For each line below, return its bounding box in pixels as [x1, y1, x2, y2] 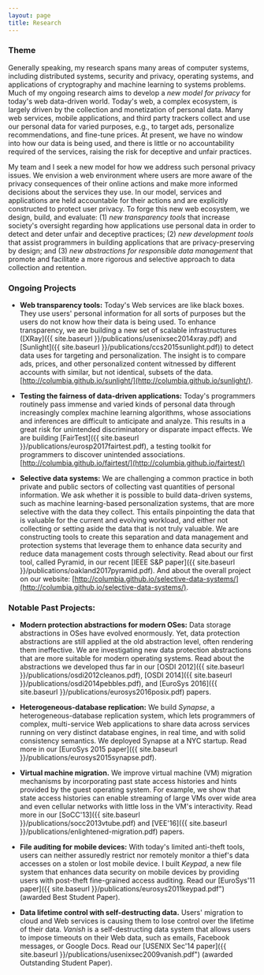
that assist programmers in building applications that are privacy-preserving [8, 238, 255, 247]
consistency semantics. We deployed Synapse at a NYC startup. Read [19, 736, 247, 746]
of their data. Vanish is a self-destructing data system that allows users [19, 924, 251, 934]
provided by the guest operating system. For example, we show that [19, 785, 241, 794]
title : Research [8, 19, 61, 27]
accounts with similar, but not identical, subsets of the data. [19, 368, 214, 377]
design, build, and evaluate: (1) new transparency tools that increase [8, 212, 230, 222]
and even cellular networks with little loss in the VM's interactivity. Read [19, 802, 253, 812]
